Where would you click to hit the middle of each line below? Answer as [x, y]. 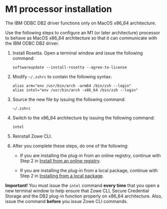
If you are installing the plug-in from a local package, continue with [89, 170]
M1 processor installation [59, 9]
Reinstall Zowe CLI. [32, 136]
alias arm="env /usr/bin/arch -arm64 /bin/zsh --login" [72, 86]
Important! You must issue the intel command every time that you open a [82, 185]
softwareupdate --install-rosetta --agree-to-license [69, 67]
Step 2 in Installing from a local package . [62, 176]
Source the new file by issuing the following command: [69, 99]
